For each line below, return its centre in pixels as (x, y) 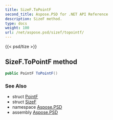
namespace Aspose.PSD (37, 107)
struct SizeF (24, 102)
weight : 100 (17, 28)
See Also (16, 86)
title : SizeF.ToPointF (28, 10)
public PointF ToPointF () (31, 73)
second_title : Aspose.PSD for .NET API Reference (57, 14)
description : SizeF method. (34, 19)
